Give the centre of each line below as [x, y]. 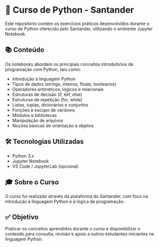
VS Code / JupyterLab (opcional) [45, 166]
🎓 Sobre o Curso [32, 182]
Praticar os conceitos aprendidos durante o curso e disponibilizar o [73, 229]
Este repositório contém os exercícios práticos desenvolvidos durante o [77, 23]
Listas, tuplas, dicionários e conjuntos [50, 105]
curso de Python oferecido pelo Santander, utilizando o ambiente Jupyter [79, 28]
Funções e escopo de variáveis [44, 110]
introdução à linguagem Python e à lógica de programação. [65, 202]
